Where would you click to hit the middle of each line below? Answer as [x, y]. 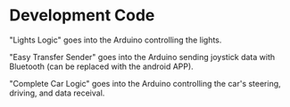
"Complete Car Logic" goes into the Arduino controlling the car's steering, [145, 83]
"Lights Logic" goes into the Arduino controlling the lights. [116, 40]
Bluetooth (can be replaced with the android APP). [101, 66]
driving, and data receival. [57, 93]
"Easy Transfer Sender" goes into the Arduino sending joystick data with [142, 57]
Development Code [82, 15]
